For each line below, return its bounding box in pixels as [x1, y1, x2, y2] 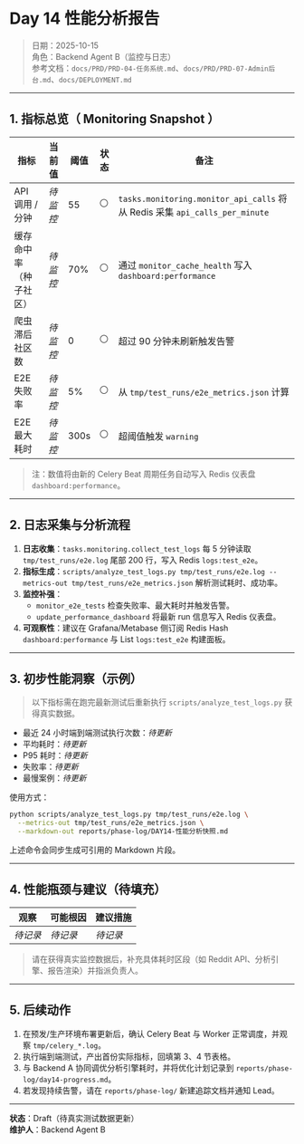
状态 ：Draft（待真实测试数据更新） [9, 1112, 139, 1123]
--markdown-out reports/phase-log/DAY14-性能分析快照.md [17, 827, 229, 836]
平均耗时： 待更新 [22, 739, 87, 750]
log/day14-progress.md [22, 1075, 109, 1084]
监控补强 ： [22, 588, 63, 599]
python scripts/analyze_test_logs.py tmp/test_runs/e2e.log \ [9, 810, 249, 820]
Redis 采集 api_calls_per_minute [129, 206, 270, 218]
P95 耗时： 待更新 [22, 750, 88, 761]
